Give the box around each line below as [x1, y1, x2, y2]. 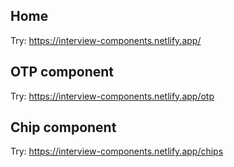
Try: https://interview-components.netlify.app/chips [10, 145, 224, 158]
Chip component [10, 119, 117, 136]
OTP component [10, 64, 114, 81]
